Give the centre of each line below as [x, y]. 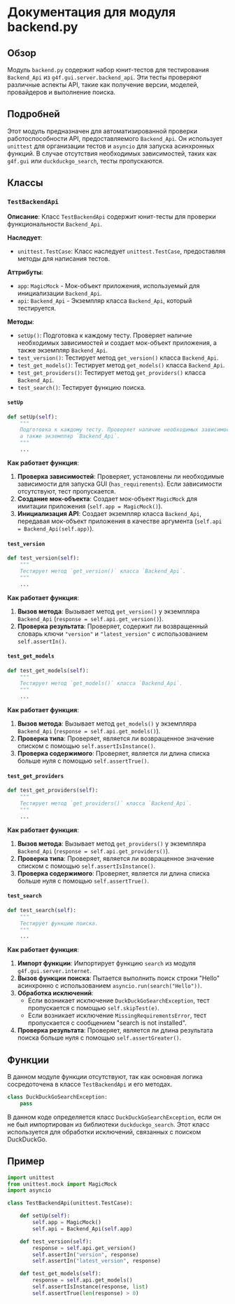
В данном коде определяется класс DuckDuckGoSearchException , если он [114, 1117]
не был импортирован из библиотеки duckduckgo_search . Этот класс [108, 1124]
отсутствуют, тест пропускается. [66, 491]
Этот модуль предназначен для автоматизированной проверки [102, 131]
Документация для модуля [92, 12]
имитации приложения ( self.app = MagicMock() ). [90, 506]
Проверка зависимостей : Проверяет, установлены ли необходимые [121, 476]
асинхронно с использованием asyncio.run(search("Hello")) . [110, 986]
